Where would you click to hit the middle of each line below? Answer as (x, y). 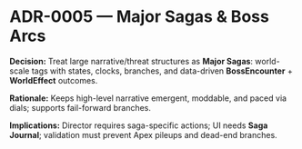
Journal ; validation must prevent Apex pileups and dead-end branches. (143, 134)
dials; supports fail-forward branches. (81, 107)
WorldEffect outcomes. (54, 80)
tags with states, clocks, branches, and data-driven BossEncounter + (162, 71)
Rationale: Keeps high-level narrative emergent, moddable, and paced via (148, 98)
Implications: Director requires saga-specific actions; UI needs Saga (139, 125)
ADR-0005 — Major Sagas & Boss (140, 17)
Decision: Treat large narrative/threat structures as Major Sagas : (131, 61)
